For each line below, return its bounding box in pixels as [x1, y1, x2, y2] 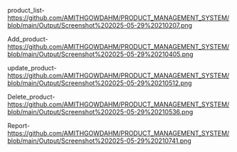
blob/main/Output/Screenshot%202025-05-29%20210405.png [7, 50, 194, 58]
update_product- [7, 64, 57, 72]
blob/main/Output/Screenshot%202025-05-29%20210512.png [7, 79, 192, 87]
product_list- [7, 6, 45, 14]
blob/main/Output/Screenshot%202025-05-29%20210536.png [7, 108, 194, 116]
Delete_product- [7, 92, 56, 101]
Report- [7, 121, 31, 130]
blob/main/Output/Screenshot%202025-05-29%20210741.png [7, 136, 192, 145]
